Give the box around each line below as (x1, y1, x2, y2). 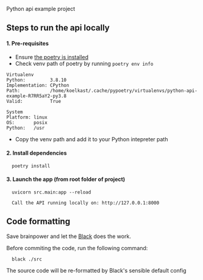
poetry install (12, 163, 51, 169)
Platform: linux (6, 114, 48, 121)
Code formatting (6, 216, 71, 227)
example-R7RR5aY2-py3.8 (6, 93, 67, 99)
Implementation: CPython (6, 82, 69, 88)
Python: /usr (6, 125, 45, 131)
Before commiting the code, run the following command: (6, 244, 148, 251)
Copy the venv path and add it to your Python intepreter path (15, 135, 168, 142)
